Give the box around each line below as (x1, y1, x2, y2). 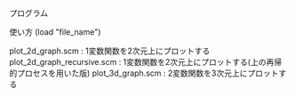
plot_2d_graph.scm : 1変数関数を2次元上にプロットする (9, 45, 211, 56)
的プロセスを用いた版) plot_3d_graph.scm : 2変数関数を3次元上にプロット (9, 68, 279, 78)
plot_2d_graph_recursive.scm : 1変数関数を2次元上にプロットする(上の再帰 (9, 57, 283, 67)
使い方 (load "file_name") (9, 27, 101, 37)
